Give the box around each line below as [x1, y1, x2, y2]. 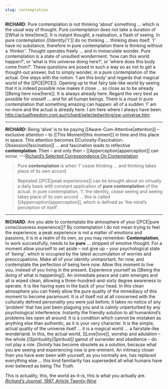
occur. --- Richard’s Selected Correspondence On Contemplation [5, 153, 138, 159]
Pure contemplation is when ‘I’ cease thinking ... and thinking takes [17, 163, 156, 169]
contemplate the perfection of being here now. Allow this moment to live [5, 262, 154, 268]
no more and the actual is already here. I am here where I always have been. [5, 106, 162, 112]
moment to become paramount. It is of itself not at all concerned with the [5, 293, 156, 299]
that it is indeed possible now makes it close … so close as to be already [5, 85, 154, 91]
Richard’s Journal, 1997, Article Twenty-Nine [5, 377, 96, 384]
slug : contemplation [5, 7, 48, 13]
